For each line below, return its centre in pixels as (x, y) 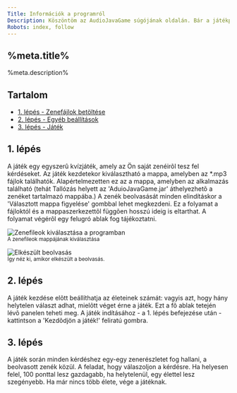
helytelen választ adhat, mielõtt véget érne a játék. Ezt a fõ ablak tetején (112, 305)
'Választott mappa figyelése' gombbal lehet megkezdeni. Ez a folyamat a (113, 204)
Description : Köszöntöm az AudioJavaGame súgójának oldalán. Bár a (109, 20)
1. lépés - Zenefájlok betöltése (61, 112)
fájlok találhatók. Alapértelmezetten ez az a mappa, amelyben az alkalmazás (118, 181)
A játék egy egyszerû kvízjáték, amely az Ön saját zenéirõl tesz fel (103, 166)
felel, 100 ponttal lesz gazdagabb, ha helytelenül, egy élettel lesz (101, 375)
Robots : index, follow (41, 27)
